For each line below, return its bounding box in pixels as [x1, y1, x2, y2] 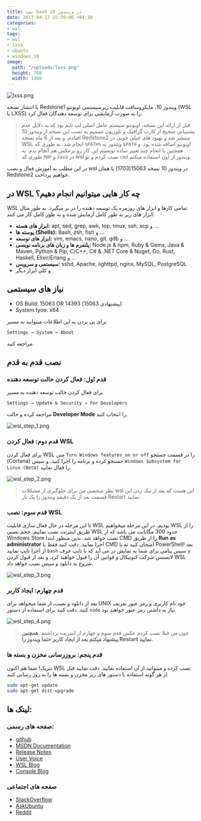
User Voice [15, 755, 43, 762]
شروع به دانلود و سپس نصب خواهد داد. [7, 560, 93, 567]
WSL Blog [15, 761, 40, 768]
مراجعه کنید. [7, 340, 35, 347]
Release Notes [15, 749, 51, 756]
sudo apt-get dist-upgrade [7, 688, 74, 694]
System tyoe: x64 [15, 306, 59, 313]
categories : [7, 20, 36, 26]
